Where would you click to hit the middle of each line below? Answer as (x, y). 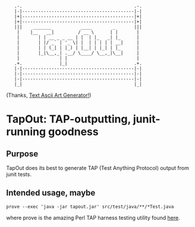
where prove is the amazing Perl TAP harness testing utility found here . (93, 217)
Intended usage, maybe (51, 193)
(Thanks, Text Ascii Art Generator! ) (49, 95)
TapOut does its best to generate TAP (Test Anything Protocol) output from (97, 168)
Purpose (22, 154)
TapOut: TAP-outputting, (68, 119)
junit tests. (19, 174)
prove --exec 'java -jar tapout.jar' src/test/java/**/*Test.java (90, 206)
